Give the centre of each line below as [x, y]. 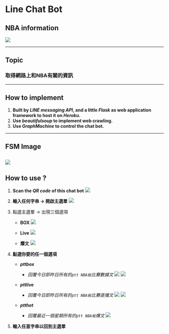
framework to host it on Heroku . [47, 115]
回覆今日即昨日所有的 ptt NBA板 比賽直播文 [70, 295]
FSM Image [23, 147]
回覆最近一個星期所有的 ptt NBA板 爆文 [66, 316]
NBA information [32, 28]
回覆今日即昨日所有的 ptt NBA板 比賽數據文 [70, 275]
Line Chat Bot [34, 9]
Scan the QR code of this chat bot [48, 191]
